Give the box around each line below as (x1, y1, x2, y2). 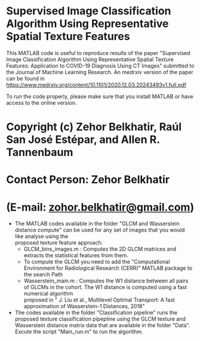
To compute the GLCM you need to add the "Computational (23, 258, 170, 266)
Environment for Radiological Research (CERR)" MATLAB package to (23, 264, 193, 272)
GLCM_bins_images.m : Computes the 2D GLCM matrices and (23, 245, 177, 252)
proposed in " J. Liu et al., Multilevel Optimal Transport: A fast (23, 296, 175, 303)
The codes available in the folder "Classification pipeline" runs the (14, 309, 178, 316)
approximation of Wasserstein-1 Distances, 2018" (23, 303, 145, 310)
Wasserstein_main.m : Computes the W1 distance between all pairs (23, 277, 189, 285)
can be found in (6, 75, 45, 82)
